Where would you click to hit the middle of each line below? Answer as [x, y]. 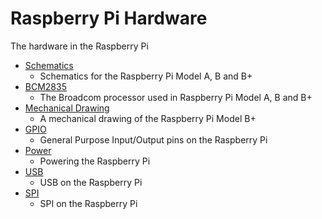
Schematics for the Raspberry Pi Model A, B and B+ [146, 76]
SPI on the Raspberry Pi [88, 203]
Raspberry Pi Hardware [109, 18]
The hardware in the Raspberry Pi [79, 46]
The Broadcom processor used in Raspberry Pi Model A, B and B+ [176, 97]
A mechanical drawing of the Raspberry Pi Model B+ [148, 118]
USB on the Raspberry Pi [91, 182]
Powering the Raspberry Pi [95, 161]
